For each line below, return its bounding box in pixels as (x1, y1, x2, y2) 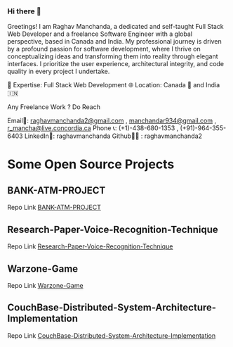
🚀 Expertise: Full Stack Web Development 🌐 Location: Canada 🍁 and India (7, 81, 220, 89)
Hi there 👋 (7, 6, 42, 16)
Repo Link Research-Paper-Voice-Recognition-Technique (7, 242, 173, 251)
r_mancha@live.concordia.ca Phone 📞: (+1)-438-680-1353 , (7, 124, 179, 132)
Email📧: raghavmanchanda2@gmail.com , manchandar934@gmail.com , (7, 116, 216, 125)
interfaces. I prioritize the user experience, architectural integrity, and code (7, 60, 225, 68)
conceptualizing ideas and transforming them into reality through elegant (7, 52, 219, 61)
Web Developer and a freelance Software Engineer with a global (7, 30, 193, 38)
